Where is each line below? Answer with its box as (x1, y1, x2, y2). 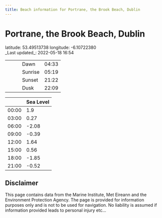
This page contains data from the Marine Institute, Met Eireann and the (5, 192, 147, 198)
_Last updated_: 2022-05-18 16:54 (5, 49, 74, 55)
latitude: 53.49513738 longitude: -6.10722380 (5, 44, 96, 50)
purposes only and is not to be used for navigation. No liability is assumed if (5, 202, 157, 208)
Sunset (22, 76, 38, 83)
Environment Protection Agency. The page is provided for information (5, 197, 144, 203)
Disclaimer (5, 179, 38, 187)
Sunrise (22, 68, 40, 75)
